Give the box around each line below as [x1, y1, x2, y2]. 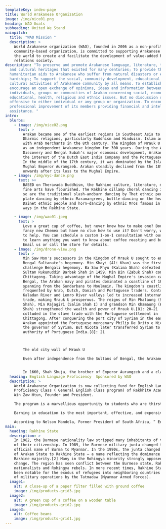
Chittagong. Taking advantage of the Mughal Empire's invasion [23, 274, 156, 279]
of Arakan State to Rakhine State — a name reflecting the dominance [14, 452, 161, 457]
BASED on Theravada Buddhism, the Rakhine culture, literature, [23, 182, 158, 187]
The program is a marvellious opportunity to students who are [14, 402, 147, 407]
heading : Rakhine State [9, 428, 58, 434]
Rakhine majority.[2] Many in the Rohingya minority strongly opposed [14, 456, 163, 461]
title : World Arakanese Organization [5, 12, 83, 17]
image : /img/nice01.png [5, 16, 54, 21]
